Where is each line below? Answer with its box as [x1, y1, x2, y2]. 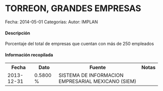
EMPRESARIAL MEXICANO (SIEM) [58, 78, 137, 85]
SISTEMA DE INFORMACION [58, 72, 124, 79]
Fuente [89, 64, 106, 71]
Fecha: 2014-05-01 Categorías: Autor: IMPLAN [5, 19, 98, 25]
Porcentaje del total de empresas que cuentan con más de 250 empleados [5, 41, 154, 46]
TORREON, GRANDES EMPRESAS [5, 3, 142, 14]
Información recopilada [5, 52, 53, 58]
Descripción [5, 30, 31, 36]
